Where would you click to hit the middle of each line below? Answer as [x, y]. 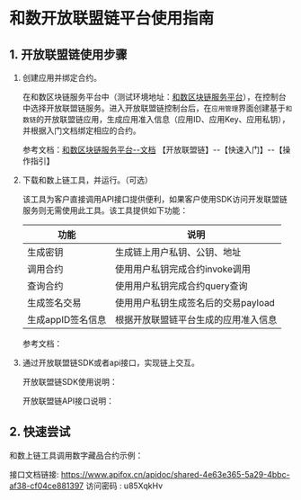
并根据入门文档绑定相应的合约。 [81, 130]
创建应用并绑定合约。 [62, 78]
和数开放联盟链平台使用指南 [112, 18]
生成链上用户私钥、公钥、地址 [178, 252]
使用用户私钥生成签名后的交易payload [195, 303]
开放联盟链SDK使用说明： [70, 382]
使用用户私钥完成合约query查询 [182, 286]
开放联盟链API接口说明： [68, 401]
